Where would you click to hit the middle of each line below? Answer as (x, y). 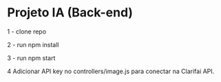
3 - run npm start (31, 58)
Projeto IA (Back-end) (70, 13)
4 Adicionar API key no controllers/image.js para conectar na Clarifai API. (111, 71)
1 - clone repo (27, 31)
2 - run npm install (33, 44)
